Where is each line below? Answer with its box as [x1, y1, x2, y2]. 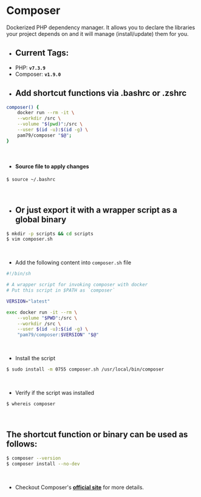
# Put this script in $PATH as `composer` [6, 287, 115, 293]
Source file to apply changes [15, 163, 89, 170]
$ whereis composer [6, 401, 56, 407]
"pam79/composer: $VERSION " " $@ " [17, 332, 99, 338]
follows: [6, 439, 38, 450]
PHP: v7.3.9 [15, 64, 46, 71]
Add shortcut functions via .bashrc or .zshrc [15, 88, 187, 98]
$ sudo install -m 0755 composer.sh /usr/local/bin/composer [6, 366, 165, 372]
